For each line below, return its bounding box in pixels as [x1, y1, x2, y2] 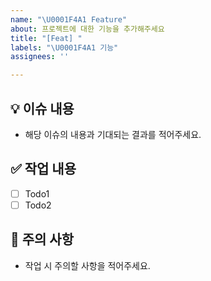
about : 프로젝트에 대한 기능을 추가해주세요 [10, 24, 165, 34]
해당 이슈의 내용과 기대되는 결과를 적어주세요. [24, 128, 202, 140]
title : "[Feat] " [10, 33, 83, 43]
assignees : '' [10, 52, 70, 62]
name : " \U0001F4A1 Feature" [10, 14, 128, 25]
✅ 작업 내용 [10, 161, 77, 178]
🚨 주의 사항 [10, 231, 75, 248]
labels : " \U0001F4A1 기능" [10, 42, 119, 53]
